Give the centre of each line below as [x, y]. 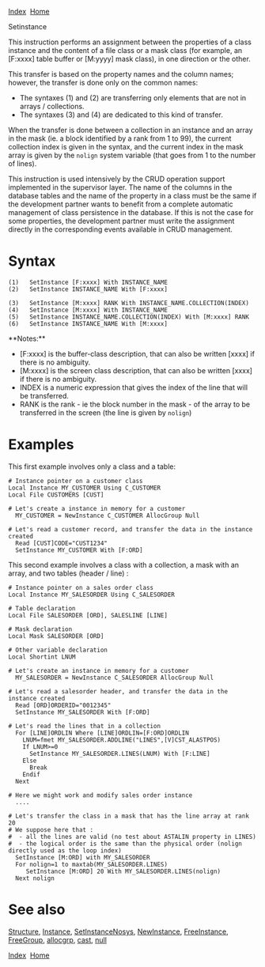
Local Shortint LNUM [42, 657]
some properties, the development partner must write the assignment [121, 221]
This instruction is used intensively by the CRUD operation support [117, 179]
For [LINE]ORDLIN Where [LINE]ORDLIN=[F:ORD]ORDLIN [102, 733]
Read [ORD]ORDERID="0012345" [63, 705]
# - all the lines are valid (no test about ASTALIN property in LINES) [132, 837]
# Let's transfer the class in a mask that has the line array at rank [129, 816]
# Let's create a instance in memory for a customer [97, 508]
